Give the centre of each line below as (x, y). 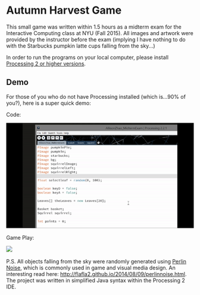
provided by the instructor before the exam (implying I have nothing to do (96, 39)
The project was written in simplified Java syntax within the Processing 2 (96, 281)
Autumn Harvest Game (64, 10)
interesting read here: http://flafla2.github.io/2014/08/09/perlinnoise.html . (96, 274)
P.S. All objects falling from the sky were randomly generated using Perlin (96, 262)
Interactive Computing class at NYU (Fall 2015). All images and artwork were (100, 33)
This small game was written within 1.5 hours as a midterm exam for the (94, 27)
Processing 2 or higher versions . (46, 64)
